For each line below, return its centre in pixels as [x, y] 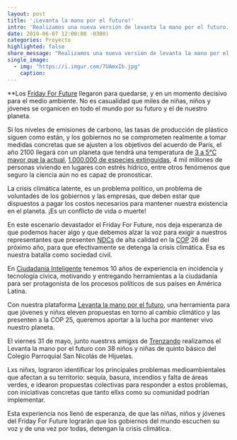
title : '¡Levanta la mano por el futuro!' [71, 21]
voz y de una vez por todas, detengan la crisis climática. [89, 428]
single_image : [28, 60]
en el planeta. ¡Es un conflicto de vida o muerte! [77, 211]
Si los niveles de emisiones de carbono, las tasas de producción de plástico [118, 129]
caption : [33, 73]
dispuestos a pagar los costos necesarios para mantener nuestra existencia [117, 203]
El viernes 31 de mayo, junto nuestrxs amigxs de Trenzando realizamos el [114, 341]
